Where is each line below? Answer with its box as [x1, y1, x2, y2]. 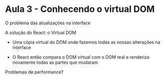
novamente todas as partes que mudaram [12, 59, 98, 65]
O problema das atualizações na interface [5, 20, 91, 26]
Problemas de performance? [5, 69, 64, 75]
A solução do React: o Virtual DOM [5, 29, 77, 35]
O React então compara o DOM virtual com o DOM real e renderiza [12, 54, 150, 60]
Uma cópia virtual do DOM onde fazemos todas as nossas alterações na [12, 39, 161, 45]
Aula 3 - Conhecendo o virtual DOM [5, 3, 155, 15]
